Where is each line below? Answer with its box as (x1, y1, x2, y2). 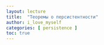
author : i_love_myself (6, 19, 62, 25)
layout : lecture (6, 8, 46, 15)
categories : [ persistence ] (6, 25, 78, 31)
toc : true (6, 30, 31, 36)
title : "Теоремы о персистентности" (6, 14, 99, 20)
